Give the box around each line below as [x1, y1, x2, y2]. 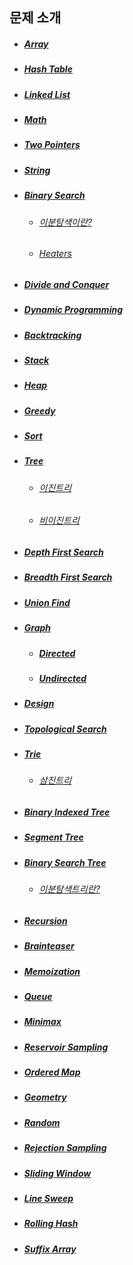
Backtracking [23, 329, 82, 341]
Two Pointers [23, 139, 81, 151]
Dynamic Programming [23, 304, 123, 316]
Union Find [23, 596, 71, 608]
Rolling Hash [23, 1218, 79, 1230]
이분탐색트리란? [38, 883, 101, 895]
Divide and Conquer [23, 278, 110, 290]
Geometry [23, 1091, 67, 1103]
